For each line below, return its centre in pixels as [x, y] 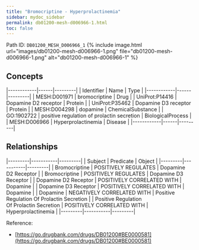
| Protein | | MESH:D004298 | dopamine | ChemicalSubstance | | [85, 110]
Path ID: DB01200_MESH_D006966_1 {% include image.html [74, 45]
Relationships [32, 147]
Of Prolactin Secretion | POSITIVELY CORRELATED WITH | [77, 205]
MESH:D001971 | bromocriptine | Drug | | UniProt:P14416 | [106, 97]
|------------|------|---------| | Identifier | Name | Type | [75, 91]
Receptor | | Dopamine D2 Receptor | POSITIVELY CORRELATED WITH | [94, 180]
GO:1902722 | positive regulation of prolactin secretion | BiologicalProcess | [99, 116]
